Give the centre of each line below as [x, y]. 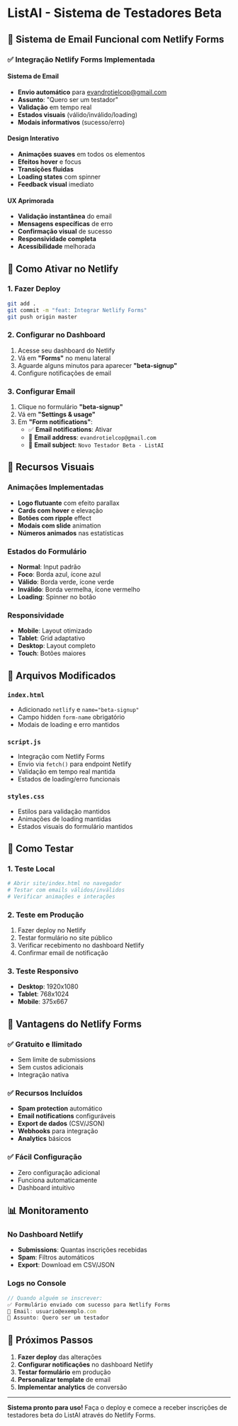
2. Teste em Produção [46, 915]
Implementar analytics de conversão [72, 1387]
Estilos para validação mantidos [64, 811]
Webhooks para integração [58, 1131]
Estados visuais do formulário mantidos [75, 826]
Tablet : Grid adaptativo [51, 638]
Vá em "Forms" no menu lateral [64, 358]
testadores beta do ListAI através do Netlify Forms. [81, 1415]
